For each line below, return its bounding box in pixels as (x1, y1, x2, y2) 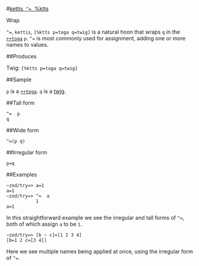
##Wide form (6, 127, 39, 134)
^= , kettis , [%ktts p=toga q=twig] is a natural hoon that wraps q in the (6, 28, 180, 35)
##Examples (6, 171, 37, 178)
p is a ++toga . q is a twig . (6, 88, 66, 95)
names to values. (6, 41, 49, 48)
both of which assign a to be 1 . (6, 220, 82, 228)
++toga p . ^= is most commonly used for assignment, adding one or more (6, 35, 186, 41)
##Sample (6, 76, 32, 83)
